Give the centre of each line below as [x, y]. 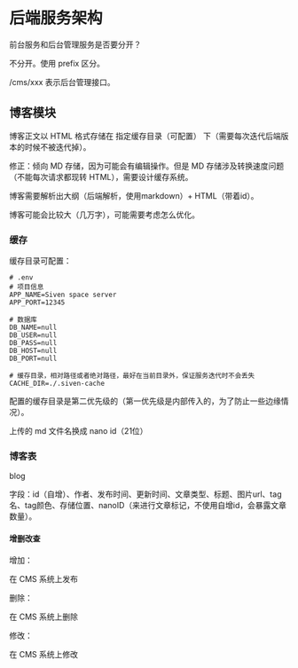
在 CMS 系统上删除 [43, 617]
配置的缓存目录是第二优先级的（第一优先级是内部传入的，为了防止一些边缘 [145, 401]
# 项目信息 [27, 287]
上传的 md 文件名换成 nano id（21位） [78, 431]
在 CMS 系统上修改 [43, 654]
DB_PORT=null [33, 359]
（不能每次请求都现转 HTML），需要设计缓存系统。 [101, 177]
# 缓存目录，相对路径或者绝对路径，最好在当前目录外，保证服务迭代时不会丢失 [132, 376]
